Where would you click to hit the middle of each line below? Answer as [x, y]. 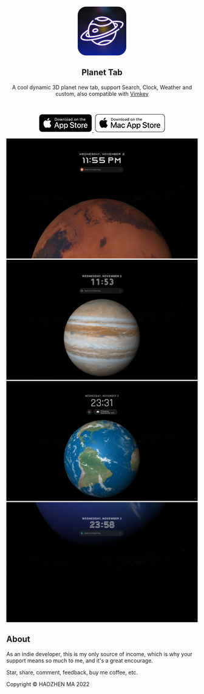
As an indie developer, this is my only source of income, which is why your [100, 654]
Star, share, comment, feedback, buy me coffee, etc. [72, 672]
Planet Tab [102, 73]
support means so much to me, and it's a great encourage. [80, 660]
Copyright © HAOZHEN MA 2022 [48, 684]
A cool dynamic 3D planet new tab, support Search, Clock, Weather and [102, 87]
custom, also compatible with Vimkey [102, 93]
